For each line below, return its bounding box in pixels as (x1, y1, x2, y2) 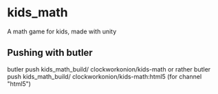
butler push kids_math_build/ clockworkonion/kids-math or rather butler (7, 65, 211, 73)
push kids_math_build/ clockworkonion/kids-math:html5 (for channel (7, 72, 202, 80)
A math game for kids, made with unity (7, 27, 117, 35)
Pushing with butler (7, 47, 93, 59)
